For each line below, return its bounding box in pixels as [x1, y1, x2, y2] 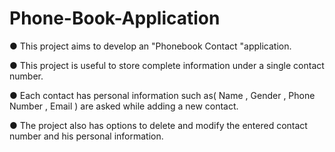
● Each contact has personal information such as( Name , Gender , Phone [9, 89, 316, 101]
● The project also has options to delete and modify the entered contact [9, 119, 308, 131]
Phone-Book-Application [9, 7, 221, 30]
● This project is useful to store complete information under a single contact [9, 59, 325, 71]
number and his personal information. [9, 130, 164, 142]
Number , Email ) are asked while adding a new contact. [9, 100, 239, 112]
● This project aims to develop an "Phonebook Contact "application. [9, 40, 292, 52]
